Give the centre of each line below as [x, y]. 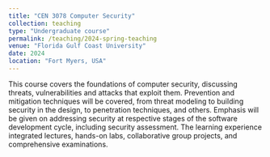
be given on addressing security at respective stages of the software [123, 118]
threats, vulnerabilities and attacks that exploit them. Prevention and [122, 92]
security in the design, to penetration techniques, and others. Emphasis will [134, 109]
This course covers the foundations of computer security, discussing [123, 84]
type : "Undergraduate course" [59, 31]
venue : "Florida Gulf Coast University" [78, 46]
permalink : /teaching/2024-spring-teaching [83, 38]
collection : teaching [45, 23]
